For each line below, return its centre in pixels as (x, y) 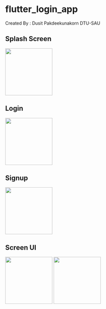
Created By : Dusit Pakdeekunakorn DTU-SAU (53, 23)
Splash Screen (28, 39)
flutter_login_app (41, 9)
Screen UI (21, 248)
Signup (17, 178)
